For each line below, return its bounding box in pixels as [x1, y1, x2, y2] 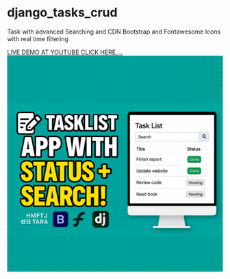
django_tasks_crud [7, 5, 118, 21]
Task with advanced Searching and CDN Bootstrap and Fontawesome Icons [7, 27, 221, 36]
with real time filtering [7, 34, 68, 43]
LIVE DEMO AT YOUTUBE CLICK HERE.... [7, 48, 123, 56]
